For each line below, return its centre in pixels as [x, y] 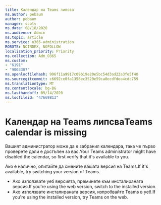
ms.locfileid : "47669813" [32, 97]
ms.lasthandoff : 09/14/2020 [34, 93]
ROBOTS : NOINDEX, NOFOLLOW [33, 47]
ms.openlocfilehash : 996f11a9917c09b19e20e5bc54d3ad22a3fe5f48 [72, 74]
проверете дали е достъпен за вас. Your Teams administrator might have [80, 151]
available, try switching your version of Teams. [53, 172]
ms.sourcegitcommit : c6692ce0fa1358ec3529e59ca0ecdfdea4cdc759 [72, 79]
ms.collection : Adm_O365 [31, 56]
